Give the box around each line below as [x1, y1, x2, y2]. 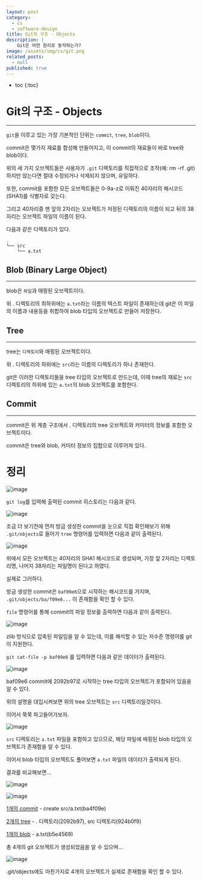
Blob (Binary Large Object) [6, 264, 108, 275]
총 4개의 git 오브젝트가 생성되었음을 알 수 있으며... [6, 843, 123, 850]
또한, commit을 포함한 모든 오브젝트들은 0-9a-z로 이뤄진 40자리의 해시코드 [6, 185, 183, 192]
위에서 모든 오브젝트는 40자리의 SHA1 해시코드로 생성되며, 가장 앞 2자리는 [6, 554, 180, 562]
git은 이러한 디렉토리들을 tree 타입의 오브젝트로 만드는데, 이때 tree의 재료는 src [6, 373, 192, 380]
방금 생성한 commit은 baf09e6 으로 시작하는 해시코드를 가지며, [6, 588, 151, 595]
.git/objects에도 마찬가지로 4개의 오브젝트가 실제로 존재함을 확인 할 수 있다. [6, 868, 183, 875]
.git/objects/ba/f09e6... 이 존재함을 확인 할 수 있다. [6, 595, 135, 603]
